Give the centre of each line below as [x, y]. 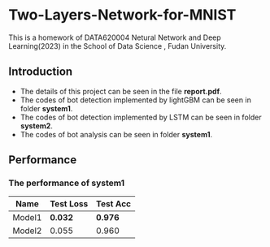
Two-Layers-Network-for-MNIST [122, 15]
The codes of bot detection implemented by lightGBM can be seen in [136, 100]
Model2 [27, 231]
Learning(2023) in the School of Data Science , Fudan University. [118, 45]
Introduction [41, 72]
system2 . [36, 126]
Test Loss [69, 204]
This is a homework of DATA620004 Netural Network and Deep [115, 37]
